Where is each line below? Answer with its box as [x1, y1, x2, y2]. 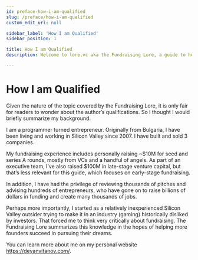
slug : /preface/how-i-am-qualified [6, 14, 94, 20]
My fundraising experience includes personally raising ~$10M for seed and [6, 150, 189, 157]
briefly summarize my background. [6, 115, 91, 122]
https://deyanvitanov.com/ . [6, 247, 72, 254]
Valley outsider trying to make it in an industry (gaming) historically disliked [6, 210, 189, 217]
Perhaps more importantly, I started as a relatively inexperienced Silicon [6, 204, 181, 212]
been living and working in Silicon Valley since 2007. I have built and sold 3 [6, 132, 188, 139]
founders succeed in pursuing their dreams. [6, 229, 113, 236]
